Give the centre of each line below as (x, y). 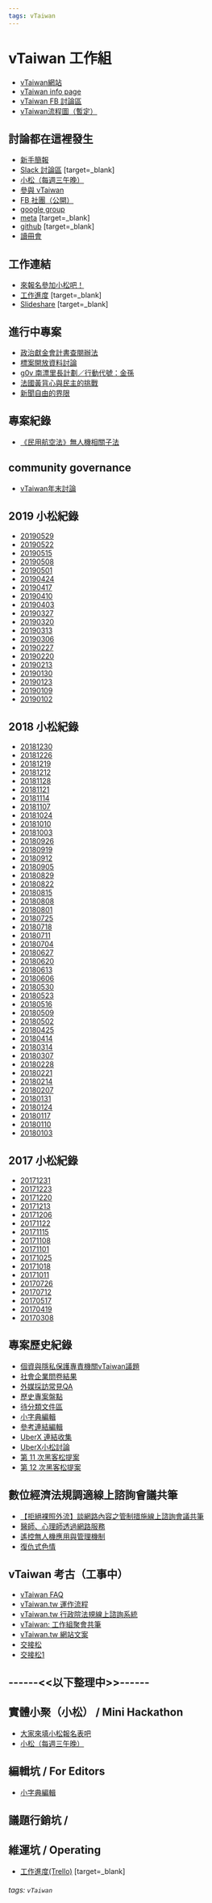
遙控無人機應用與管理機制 (62, 1536)
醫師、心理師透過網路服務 (62, 1526)
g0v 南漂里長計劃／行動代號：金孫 (77, 373)
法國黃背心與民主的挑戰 (59, 383)
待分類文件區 (41, 1406)
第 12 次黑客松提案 (50, 1467)
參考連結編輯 (41, 1426)
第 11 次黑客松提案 (50, 1457)
